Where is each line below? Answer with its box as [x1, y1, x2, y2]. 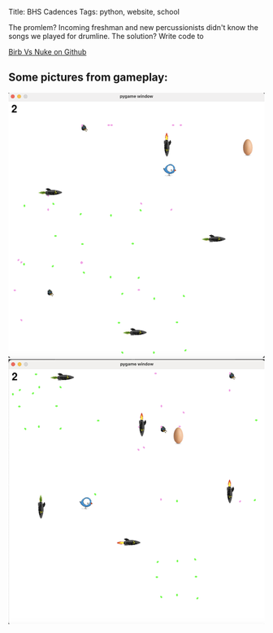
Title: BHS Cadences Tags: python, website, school [8, 7, 180, 16]
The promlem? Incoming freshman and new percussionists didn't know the [8, 23, 258, 32]
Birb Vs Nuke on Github [8, 47, 87, 56]
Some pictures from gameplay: [8, 71, 168, 85]
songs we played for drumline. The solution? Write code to [8, 32, 205, 41]
